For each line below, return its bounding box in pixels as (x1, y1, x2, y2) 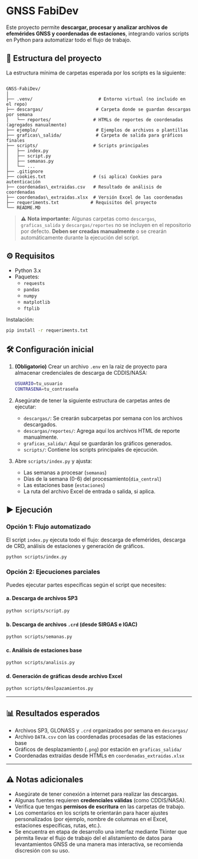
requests (23, 280, 45, 286)
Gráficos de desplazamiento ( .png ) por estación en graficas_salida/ (14, 745, 182, 753)
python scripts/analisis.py (6, 660, 75, 666)
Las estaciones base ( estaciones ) (23, 482, 105, 488)
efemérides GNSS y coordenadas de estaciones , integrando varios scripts (6, 30, 189, 37)
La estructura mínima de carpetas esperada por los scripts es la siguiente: (6, 69, 186, 76)
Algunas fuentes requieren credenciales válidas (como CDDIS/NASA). (14, 796, 187, 803)
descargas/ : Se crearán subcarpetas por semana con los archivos (23, 415, 183, 422)
